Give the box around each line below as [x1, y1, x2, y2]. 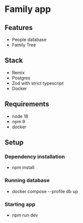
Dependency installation [4, 153, 65, 160]
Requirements [4, 100, 49, 108]
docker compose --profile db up [11, 188, 78, 194]
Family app [4, 3, 51, 15]
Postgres [11, 75, 31, 81]
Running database [4, 177, 50, 184]
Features [4, 23, 33, 32]
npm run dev [11, 212, 38, 218]
